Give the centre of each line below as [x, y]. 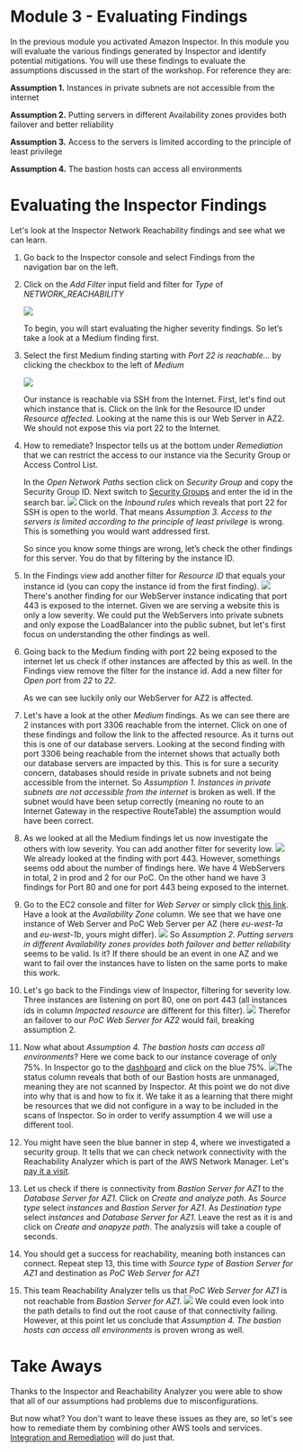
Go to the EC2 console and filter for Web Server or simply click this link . [156, 904]
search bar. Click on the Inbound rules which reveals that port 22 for [155, 502]
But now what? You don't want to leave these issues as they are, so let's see [151, 1418]
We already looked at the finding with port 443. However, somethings [152, 858]
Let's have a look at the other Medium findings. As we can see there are [156, 715]
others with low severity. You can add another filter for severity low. [148, 848]
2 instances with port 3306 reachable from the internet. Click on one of [155, 725]
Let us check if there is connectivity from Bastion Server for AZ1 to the [153, 1188]
